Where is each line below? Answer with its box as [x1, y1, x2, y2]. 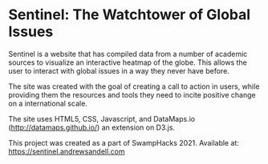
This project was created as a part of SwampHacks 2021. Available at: [8, 138, 239, 147]
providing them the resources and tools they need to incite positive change [8, 90, 256, 99]
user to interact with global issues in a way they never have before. [8, 66, 230, 75]
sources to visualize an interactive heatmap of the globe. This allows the [8, 58, 247, 67]
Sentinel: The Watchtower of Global [8, 6, 251, 24]
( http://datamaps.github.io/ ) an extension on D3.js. [8, 122, 175, 132]
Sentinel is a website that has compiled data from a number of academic [8, 49, 248, 58]
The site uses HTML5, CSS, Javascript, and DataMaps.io [8, 114, 195, 123]
